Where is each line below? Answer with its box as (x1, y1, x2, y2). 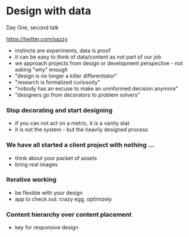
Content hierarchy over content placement (6, 210, 132, 219)
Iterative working (6, 176, 56, 184)
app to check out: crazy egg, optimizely (14, 195, 112, 202)
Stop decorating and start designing (6, 106, 113, 114)
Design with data (6, 4, 92, 18)
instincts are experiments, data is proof (14, 46, 111, 54)
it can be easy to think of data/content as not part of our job (14, 53, 162, 60)
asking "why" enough (14, 66, 68, 73)
